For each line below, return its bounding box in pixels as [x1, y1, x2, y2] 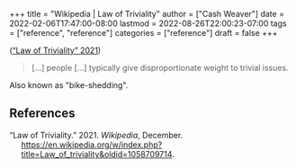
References [9, 106, 76, 121]
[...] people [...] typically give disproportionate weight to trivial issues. [31, 63, 290, 73]
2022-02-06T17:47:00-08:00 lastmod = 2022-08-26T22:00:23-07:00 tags [9, 18, 287, 29]
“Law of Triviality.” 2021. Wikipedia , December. [9, 129, 184, 140]
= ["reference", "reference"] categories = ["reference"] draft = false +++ [9, 28, 278, 38]
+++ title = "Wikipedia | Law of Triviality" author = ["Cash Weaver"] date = [9, 9, 285, 19]
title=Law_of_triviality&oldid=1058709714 [21, 148, 173, 159]
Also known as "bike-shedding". [9, 80, 129, 90]
